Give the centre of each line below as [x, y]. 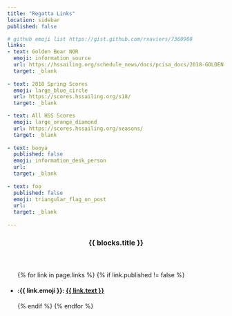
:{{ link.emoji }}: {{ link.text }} [61, 290]
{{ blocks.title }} [116, 243]
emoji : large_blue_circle [51, 91]
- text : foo [24, 186]
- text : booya [28, 148]
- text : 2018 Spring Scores [48, 84]
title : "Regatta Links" [41, 13]
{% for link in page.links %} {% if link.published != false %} [101, 275]
